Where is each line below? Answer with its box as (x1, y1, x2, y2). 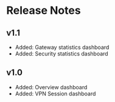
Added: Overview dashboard (15, 83, 88, 91)
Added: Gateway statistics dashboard (15, 43, 110, 51)
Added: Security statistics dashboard (15, 50, 108, 57)
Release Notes (6, 4, 81, 18)
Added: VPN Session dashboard (15, 90, 96, 97)
